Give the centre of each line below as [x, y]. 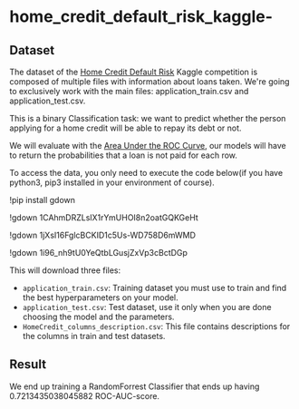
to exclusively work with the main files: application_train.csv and [129, 91]
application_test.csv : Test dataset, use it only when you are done [147, 307]
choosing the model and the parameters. [98, 316]
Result [28, 365]
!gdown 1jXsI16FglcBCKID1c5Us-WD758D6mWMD [103, 235]
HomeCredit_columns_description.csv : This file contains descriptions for [156, 326]
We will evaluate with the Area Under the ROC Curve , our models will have [148, 146]
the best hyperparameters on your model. [100, 297]
